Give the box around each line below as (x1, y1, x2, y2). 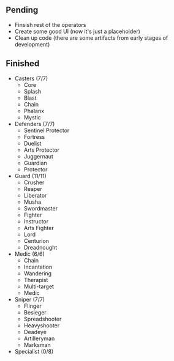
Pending (6, 5, 39, 15)
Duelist (23, 140, 42, 147)
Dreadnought (23, 244, 58, 251)
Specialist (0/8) (14, 348, 54, 355)
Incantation (23, 263, 53, 270)
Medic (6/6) (14, 250, 45, 258)
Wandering (23, 269, 52, 277)
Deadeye (23, 328, 47, 335)
